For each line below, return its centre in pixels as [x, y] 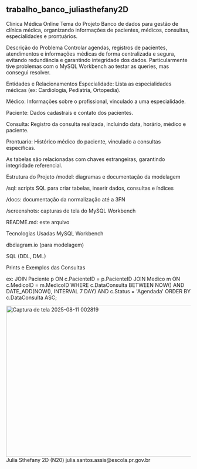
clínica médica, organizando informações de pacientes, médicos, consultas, [98, 30]
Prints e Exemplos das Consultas [46, 267]
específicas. [21, 148]
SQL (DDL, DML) [26, 256]
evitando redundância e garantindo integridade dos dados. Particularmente [97, 60]
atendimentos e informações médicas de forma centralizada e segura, [91, 54]
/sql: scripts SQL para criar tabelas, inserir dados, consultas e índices [90, 188]
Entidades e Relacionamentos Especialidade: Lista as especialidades [89, 84]
